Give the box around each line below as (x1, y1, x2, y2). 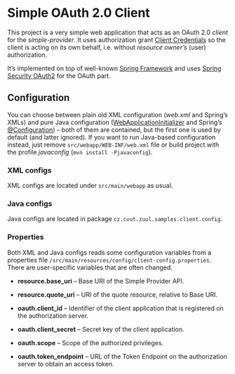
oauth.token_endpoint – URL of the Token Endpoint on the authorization (17, 352, 228, 361)
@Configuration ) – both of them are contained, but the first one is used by (7, 125, 221, 134)
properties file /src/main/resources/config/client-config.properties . (7, 255, 212, 264)
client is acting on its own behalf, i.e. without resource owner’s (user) (7, 43, 207, 51)
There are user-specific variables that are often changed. (7, 263, 173, 272)
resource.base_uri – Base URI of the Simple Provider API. (17, 276, 184, 285)
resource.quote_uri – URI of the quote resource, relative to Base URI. (17, 290, 217, 299)
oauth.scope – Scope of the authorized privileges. (17, 338, 163, 347)
